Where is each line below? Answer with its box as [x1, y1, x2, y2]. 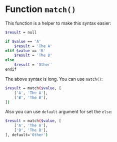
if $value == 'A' [5, 39, 41, 44]
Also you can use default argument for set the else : [5, 109, 112, 115]
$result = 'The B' [14, 53, 52, 58]
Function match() [5, 4, 76, 15]
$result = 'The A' [14, 44, 52, 49]
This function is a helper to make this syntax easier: [5, 20, 111, 26]
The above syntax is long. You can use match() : [5, 76, 103, 82]
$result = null [5, 30, 37, 35]
